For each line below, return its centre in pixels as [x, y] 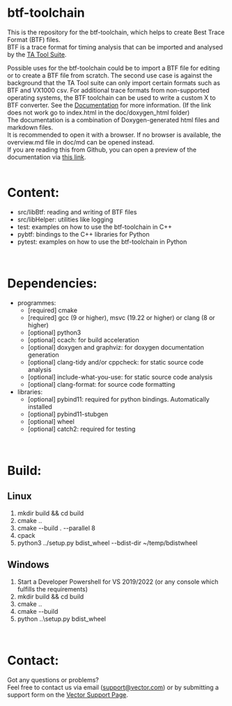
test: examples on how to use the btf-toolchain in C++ [95, 227]
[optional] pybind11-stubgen [68, 414]
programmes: [37, 302]
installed [40, 406]
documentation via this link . [47, 157]
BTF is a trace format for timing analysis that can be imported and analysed [115, 47]
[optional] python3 [54, 332]
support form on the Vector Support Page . [68, 694]
